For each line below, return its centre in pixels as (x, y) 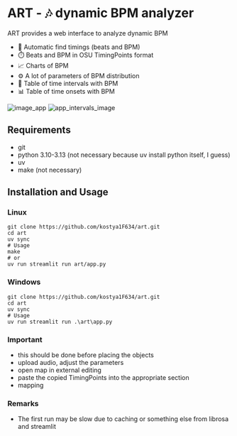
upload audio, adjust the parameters (71, 363)
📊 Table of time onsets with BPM (66, 91)
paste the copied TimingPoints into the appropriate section (103, 378)
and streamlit (37, 427)
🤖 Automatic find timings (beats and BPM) (79, 47)
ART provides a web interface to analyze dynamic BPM (88, 33)
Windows (24, 282)
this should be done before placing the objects (86, 355)
